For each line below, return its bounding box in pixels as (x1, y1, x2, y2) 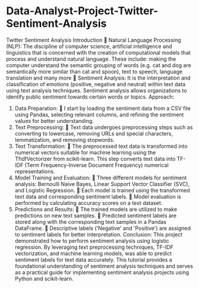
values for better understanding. (14, 117, 94, 124)
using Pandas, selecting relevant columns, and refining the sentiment (14, 111, 184, 118)
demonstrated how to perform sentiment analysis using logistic (14, 237, 169, 244)
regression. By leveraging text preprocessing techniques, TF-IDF (14, 243, 173, 251)
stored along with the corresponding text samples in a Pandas (14, 218, 167, 225)
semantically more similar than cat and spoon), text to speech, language (6, 68, 183, 75)
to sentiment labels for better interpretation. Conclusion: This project (14, 230, 183, 238)
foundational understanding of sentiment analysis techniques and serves (14, 262, 193, 270)
